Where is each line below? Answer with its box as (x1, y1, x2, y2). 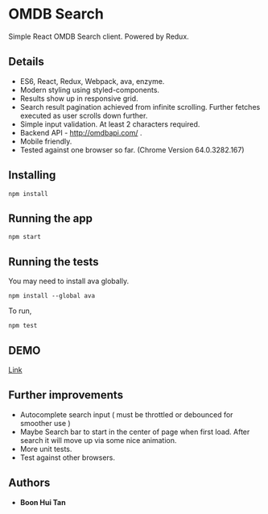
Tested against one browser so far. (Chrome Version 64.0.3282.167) (19, 144, 245, 154)
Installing (8, 169, 56, 182)
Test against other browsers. (19, 453, 115, 462)
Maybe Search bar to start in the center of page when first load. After (19, 427, 250, 437)
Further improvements (8, 388, 123, 402)
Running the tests (8, 255, 99, 269)
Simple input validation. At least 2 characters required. (19, 119, 200, 129)
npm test (8, 322, 38, 330)
